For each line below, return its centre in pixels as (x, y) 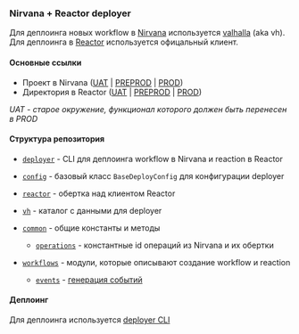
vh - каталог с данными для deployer (92, 210)
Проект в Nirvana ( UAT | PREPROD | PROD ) (103, 82)
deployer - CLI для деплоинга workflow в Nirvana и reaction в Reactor (152, 159)
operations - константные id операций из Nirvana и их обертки (154, 245)
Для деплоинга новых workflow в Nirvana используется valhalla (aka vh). (147, 33)
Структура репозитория (57, 139)
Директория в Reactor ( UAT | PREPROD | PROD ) (112, 92)
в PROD (24, 118)
